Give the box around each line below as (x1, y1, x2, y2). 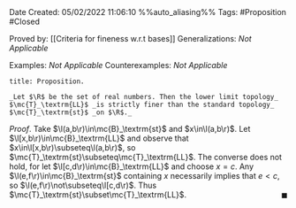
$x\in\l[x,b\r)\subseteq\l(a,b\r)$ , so (9, 143, 136, 152)
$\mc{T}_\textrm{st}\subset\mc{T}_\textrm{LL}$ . (9, 189, 187, 200)
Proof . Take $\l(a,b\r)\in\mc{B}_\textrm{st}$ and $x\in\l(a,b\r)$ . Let (9, 124, 251, 134)
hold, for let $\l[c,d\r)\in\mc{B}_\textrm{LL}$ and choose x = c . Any (9, 161, 254, 172)
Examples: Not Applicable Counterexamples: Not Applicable (9, 60, 228, 70)
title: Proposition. (9, 77, 86, 86)
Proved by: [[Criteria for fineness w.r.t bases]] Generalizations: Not (9, 34, 252, 43)
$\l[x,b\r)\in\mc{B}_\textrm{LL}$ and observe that (9, 133, 189, 143)
